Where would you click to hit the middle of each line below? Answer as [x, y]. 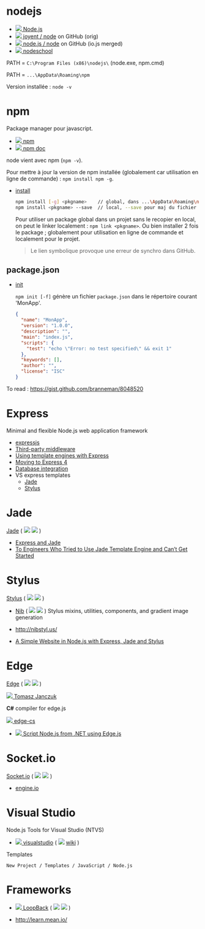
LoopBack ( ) [47, 908]
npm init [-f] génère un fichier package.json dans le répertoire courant [106, 296]
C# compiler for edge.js [36, 708]
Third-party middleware [45, 449]
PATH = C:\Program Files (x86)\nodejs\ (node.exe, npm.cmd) [85, 63]
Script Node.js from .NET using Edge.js [72, 733]
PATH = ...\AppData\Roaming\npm [48, 74]
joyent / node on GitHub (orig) [61, 36]
